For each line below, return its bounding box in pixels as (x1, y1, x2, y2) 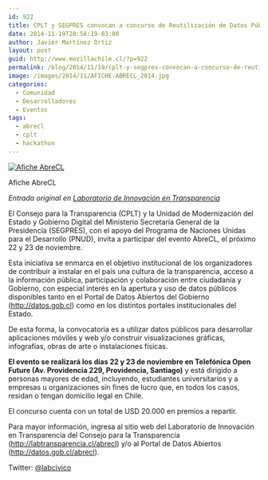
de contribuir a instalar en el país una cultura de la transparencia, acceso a (8, 266, 254, 276)
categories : (8, 80, 48, 88)
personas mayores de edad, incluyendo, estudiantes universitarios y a (8, 374, 238, 383)
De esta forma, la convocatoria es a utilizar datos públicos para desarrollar (8, 324, 254, 334)
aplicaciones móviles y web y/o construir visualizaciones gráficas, (8, 332, 226, 343)
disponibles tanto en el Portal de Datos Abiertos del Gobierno (8, 292, 210, 301)
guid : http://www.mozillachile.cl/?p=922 (8, 55, 148, 63)
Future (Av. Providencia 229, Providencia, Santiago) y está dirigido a (8, 365, 238, 375)
